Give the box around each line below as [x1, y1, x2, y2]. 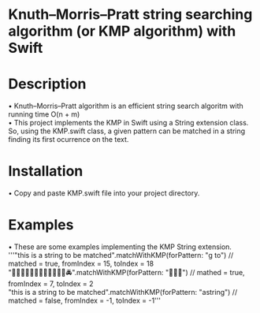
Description [8, 75, 87, 93]
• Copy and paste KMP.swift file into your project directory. [8, 188, 200, 198]
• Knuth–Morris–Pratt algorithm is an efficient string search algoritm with [8, 101, 243, 111]
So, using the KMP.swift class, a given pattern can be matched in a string [8, 126, 246, 136]
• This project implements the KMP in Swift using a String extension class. [8, 118, 249, 128]
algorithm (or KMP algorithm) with [8, 22, 236, 40]
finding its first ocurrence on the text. [8, 135, 129, 144]
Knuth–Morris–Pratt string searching [8, 6, 253, 24]
